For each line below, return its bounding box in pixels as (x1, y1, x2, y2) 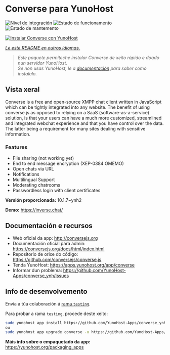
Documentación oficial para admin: (12, 240, 86, 246)
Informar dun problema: (12, 267, 62, 273)
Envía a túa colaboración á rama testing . (5, 300, 91, 306)
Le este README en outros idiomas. (5, 45, 80, 51)
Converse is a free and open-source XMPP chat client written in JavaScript (5, 99, 162, 105)
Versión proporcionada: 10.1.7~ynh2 (5, 197, 82, 203)
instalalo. (17, 70, 37, 76)
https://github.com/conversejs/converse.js (12, 256, 102, 262)
